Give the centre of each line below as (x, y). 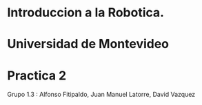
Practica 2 (37, 75)
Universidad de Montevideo (88, 44)
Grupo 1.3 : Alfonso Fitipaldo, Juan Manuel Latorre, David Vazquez (101, 95)
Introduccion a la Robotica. (85, 13)
